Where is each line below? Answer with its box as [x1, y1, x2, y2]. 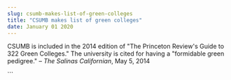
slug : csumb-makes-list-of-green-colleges [7, 10, 133, 17]
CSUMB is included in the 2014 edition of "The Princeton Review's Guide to [7, 42, 225, 51]
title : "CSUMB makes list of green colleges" [7, 17, 142, 24]
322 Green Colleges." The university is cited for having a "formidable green [7, 49, 225, 58]
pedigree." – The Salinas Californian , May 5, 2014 [7, 57, 150, 65]
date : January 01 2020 [7, 23, 73, 30]
